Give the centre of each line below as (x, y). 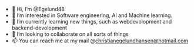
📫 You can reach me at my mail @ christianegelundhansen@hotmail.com (100, 41)
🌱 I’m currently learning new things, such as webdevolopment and (92, 21)
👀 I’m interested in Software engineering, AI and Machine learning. (92, 15)
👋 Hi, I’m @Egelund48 (38, 9)
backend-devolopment (39, 28)
